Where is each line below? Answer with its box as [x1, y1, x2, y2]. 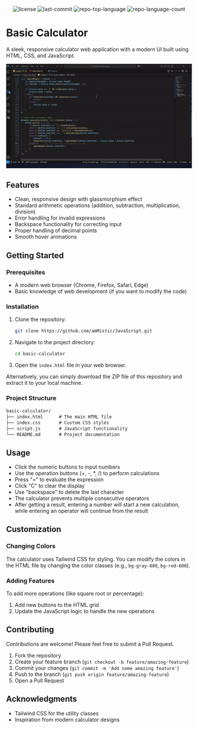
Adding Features [6, 576, 55, 584]
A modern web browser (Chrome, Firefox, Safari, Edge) [14, 281, 149, 289]
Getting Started [6, 250, 64, 260]
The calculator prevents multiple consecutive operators [14, 495, 149, 502]
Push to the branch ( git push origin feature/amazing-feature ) [14, 671, 169, 678]
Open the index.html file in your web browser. [14, 361, 127, 368]
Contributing [6, 625, 54, 635]
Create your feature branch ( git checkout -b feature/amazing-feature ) [14, 658, 189, 665]
